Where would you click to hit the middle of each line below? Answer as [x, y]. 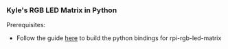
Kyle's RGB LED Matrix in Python [62, 10]
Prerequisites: [26, 25]
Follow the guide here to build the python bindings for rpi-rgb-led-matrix [119, 38]
